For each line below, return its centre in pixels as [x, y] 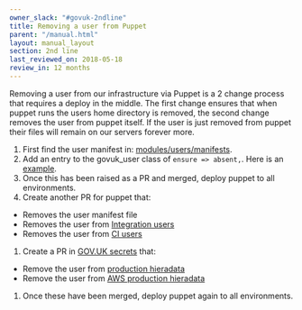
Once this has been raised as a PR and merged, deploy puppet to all [148, 178]
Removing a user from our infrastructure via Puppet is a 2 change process [147, 93]
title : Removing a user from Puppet [78, 26]
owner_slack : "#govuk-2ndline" [68, 18]
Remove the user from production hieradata [103, 269]
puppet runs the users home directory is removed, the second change [139, 113]
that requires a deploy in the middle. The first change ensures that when [143, 103]
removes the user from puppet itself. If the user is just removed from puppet [150, 122]
